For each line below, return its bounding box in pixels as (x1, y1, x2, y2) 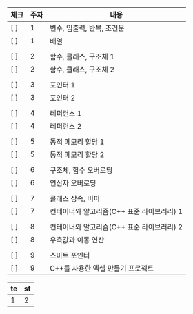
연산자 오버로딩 (49, 178, 96, 188)
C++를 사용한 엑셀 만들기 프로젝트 (49, 264, 154, 273)
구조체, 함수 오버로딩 (49, 165, 113, 175)
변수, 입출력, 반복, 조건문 (49, 23, 125, 33)
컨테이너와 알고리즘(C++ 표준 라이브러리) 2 (49, 222, 183, 231)
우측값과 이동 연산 (49, 235, 105, 244)
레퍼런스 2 (49, 122, 82, 131)
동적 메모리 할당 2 (49, 150, 105, 159)
